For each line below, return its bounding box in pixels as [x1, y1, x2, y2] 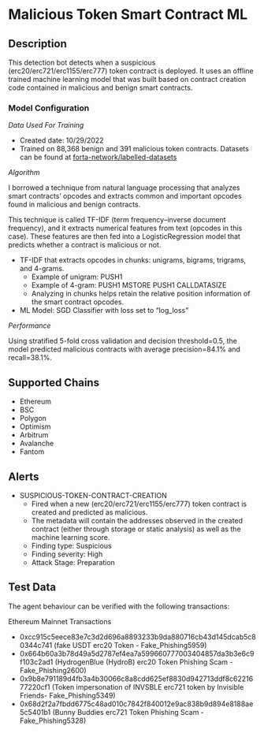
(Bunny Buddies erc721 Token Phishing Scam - [52, 707, 205, 716]
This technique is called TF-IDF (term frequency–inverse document [8, 215, 226, 225]
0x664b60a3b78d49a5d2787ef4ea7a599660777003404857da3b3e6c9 [19, 649, 255, 658]
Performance [8, 321, 51, 330]
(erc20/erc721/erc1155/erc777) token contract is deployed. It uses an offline [8, 66, 254, 76]
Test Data [8, 581, 57, 594]
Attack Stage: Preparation [31, 557, 116, 567]
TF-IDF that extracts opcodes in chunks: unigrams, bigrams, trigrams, [19, 255, 247, 265]
